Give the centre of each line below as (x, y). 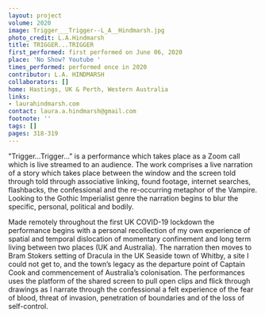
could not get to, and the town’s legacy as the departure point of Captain (127, 264)
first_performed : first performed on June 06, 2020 (95, 52)
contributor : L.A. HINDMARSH (56, 74)
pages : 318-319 (33, 133)
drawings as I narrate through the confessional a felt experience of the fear (131, 289)
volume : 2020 (30, 23)
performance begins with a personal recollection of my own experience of (129, 230)
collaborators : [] (38, 82)
